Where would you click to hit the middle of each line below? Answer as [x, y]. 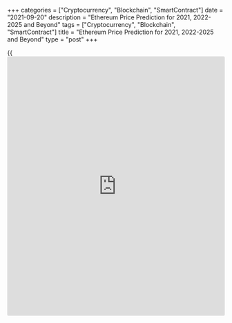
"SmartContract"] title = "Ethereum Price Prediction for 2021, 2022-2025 [110, 32]
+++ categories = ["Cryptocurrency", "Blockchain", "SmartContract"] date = [115, 10]
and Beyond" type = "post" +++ [52, 39]
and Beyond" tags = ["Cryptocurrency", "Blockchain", [100, 25]
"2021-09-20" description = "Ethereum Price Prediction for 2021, [99, 17]
